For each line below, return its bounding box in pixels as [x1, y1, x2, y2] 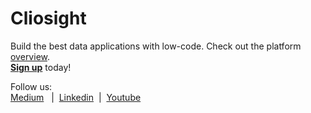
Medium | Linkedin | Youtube [10, 91, 142, 103]
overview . [10, 50, 51, 62]
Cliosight [10, 7, 87, 30]
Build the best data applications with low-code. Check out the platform [10, 40, 302, 52]
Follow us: [10, 80, 53, 92]
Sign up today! [10, 61, 72, 73]
